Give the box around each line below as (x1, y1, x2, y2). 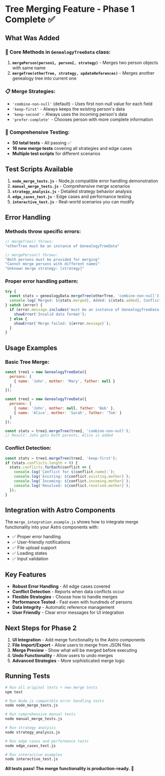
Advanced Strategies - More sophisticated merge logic (12, 658, 125, 663)
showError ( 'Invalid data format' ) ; (14, 312, 87, 316)
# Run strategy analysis (5, 725, 56, 730)
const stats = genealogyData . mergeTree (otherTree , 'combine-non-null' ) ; (9, 293, 162, 298)
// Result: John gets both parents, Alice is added (5, 433, 113, 438)
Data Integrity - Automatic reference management (12, 604, 115, 610)
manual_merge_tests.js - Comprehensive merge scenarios (12, 183, 130, 189)
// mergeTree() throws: (5, 239, 54, 244)
